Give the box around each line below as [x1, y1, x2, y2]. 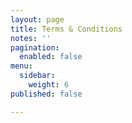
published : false [10, 89, 83, 99]
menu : [10, 61, 33, 71]
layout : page [10, 14, 65, 25]
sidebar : [19, 71, 56, 81]
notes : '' [10, 33, 52, 43]
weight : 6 [28, 80, 70, 90]
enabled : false [19, 52, 83, 62]
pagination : [10, 42, 60, 53]
